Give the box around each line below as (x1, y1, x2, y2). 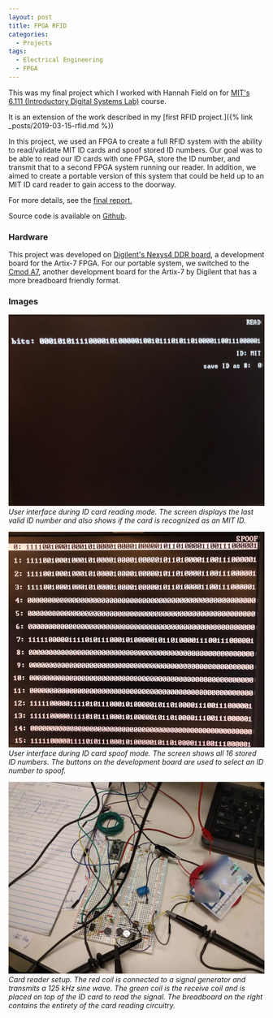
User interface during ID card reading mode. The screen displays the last (8, 507, 254, 516)
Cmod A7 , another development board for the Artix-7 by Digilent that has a (8, 267, 258, 277)
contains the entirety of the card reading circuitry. (8, 1001, 176, 1011)
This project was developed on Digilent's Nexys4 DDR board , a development (8, 250, 265, 260)
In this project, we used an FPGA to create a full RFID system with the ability (8, 136, 262, 146)
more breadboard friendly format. (8, 276, 121, 286)
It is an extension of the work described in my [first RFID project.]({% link (8, 112, 253, 122)
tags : (8, 47, 27, 56)
